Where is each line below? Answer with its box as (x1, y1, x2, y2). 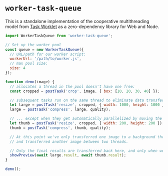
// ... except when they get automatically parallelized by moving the (9, 116, 162, 121)
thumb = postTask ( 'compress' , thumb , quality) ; (9, 125, 111, 130)
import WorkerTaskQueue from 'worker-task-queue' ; (5, 33, 113, 38)
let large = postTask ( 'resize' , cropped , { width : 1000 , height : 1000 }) (9, 102, 166, 107)
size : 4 (9, 66, 26, 71)
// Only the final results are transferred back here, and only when (9, 148, 157, 153)
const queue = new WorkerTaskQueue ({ (5, 47, 84, 52)
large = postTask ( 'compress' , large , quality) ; (9, 107, 111, 112)
